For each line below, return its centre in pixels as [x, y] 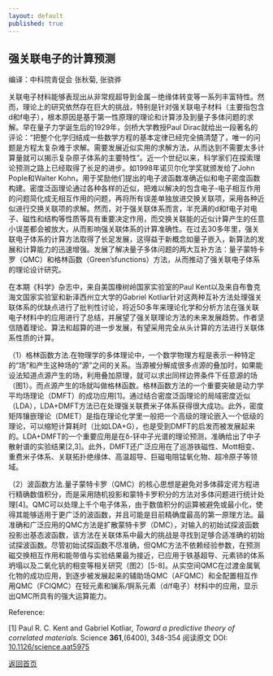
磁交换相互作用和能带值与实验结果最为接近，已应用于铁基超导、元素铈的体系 [136, 556]
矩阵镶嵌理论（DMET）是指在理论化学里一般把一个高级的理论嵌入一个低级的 [136, 417]
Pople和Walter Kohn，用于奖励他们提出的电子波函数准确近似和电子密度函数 [134, 178]
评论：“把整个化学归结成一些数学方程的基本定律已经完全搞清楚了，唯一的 [131, 137]
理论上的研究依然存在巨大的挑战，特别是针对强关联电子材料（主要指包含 [143, 107]
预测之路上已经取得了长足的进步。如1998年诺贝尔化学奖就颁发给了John [135, 168]
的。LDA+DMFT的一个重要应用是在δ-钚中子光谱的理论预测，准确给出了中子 [135, 437]
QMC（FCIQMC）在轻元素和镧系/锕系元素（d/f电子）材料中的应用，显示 [136, 586]
